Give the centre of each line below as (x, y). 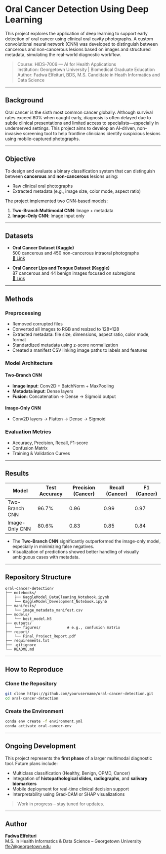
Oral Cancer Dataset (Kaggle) (43, 248)
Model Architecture (29, 363)
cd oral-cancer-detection (32, 698)
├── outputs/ (19, 623)
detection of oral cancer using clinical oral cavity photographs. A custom (79, 39)
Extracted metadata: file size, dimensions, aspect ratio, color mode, (81, 334)
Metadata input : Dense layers (43, 391)
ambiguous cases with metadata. (46, 557)
